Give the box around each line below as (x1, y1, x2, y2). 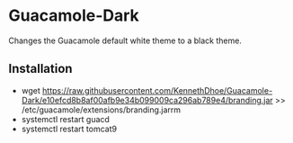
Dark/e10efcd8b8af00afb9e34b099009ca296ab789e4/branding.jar (21, 94, 273, 105)
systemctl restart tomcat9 (21, 123, 118, 134)
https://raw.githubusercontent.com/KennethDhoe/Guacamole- (42, 85, 273, 95)
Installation (8, 61, 73, 76)
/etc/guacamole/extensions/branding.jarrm (21, 104, 182, 115)
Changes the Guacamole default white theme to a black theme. (8, 35, 242, 46)
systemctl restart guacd (21, 113, 110, 124)
